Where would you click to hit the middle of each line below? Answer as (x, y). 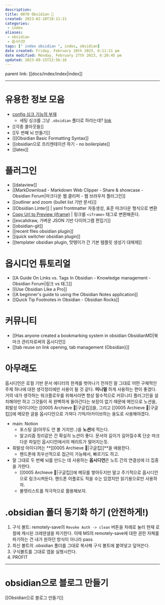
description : (18, 10)
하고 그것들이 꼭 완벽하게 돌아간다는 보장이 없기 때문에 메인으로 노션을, (89, 401)
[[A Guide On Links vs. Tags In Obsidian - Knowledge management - (82, 278)
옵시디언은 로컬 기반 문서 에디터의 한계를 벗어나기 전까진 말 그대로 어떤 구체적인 (81, 383)
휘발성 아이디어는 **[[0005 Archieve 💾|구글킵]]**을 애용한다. (71, 448)
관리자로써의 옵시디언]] (43, 342)
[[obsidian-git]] (27, 226)
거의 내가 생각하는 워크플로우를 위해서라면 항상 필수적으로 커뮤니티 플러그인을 (79, 395)
